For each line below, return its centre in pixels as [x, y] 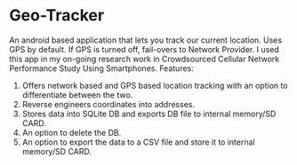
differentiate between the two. [77, 95]
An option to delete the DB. [72, 132]
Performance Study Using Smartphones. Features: [101, 68]
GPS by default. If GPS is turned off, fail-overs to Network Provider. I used [144, 49]
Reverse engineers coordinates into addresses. [108, 104]
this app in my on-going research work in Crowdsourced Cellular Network [144, 59]
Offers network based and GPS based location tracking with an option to [155, 85]
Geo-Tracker [57, 16]
